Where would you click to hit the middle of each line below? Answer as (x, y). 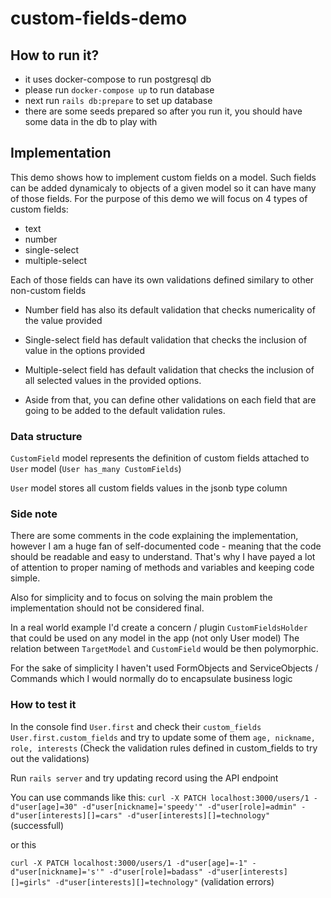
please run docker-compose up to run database (119, 90)
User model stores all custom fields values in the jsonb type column (149, 488)
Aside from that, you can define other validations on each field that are (170, 399)
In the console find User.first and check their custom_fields (136, 726)
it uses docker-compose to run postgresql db (118, 79)
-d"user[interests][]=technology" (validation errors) (164, 881)
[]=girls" (31, 882)
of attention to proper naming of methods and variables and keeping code (162, 568)
